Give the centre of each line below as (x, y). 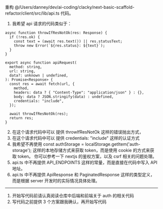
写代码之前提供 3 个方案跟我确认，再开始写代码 (59, 202)
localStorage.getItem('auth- (113, 144)
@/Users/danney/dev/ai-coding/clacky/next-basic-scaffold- (74, 7)
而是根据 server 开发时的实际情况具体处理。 (56, 181)
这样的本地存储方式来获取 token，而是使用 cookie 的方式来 (91, 150)
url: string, (23, 71)
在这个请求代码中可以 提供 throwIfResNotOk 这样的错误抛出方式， (78, 132)
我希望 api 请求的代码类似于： (42, 24)
